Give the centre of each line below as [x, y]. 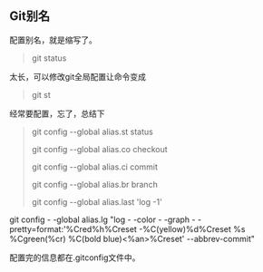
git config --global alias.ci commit [95, 167]
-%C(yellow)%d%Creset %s [192, 228]
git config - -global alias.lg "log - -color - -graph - [102, 219]
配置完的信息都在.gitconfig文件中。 [75, 257]
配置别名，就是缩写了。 [53, 40]
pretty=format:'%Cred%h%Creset [73, 228]
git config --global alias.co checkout [99, 149]
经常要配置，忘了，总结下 [57, 113]
